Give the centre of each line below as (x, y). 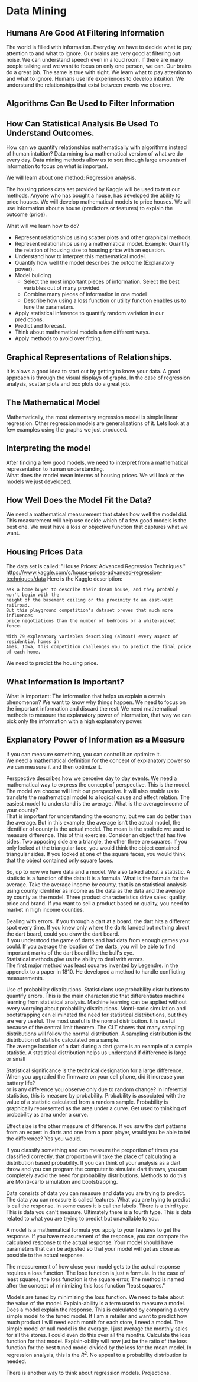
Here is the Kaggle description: (85, 579)
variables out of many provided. (62, 288)
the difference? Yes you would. (44, 1139)
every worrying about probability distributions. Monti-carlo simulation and (96, 1008)
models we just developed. (39, 481)
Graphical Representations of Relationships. (89, 357)
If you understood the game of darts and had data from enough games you (98, 940)
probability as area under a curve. (47, 1114)
